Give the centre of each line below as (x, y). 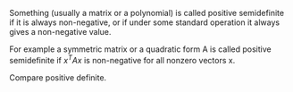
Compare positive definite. (58, 77)
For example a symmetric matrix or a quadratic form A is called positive (140, 49)
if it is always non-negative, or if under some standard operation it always (144, 22)
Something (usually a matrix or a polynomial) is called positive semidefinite (146, 13)
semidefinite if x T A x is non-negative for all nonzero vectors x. (122, 59)
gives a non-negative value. (60, 32)
